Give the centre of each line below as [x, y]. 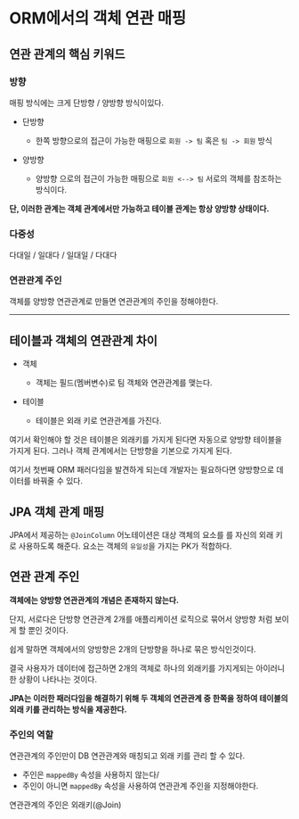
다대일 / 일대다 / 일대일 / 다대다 [63, 255]
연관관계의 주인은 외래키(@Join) [65, 805]
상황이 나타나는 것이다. [58, 679]
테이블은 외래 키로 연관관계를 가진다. [98, 421]
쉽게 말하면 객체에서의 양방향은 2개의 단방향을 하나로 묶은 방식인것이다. [133, 649]
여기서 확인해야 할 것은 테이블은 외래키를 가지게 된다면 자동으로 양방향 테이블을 [146, 440]
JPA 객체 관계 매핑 [57, 512]
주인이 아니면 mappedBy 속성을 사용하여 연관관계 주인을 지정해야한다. [140, 786]
